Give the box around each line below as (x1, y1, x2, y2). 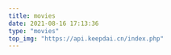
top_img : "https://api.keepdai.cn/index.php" (8, 34, 164, 43)
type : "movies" (8, 27, 60, 35)
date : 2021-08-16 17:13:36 (8, 19, 99, 27)
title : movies (8, 11, 56, 20)
